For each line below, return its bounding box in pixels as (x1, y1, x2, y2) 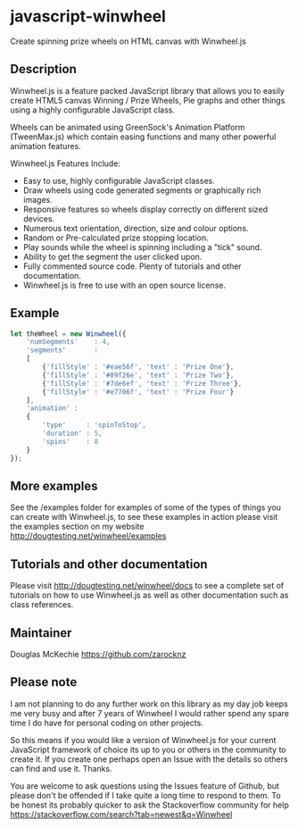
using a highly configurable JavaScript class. (10, 105, 175, 115)
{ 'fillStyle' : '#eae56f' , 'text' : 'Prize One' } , (42, 363, 235, 372)
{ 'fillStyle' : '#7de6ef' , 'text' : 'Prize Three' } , (42, 379, 243, 388)
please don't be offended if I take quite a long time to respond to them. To (10, 790, 281, 800)
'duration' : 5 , (42, 429, 103, 439)
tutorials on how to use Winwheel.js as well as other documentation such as (10, 590, 289, 600)
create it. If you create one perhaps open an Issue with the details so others (10, 753, 288, 765)
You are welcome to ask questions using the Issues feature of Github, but (10, 780, 280, 791)
